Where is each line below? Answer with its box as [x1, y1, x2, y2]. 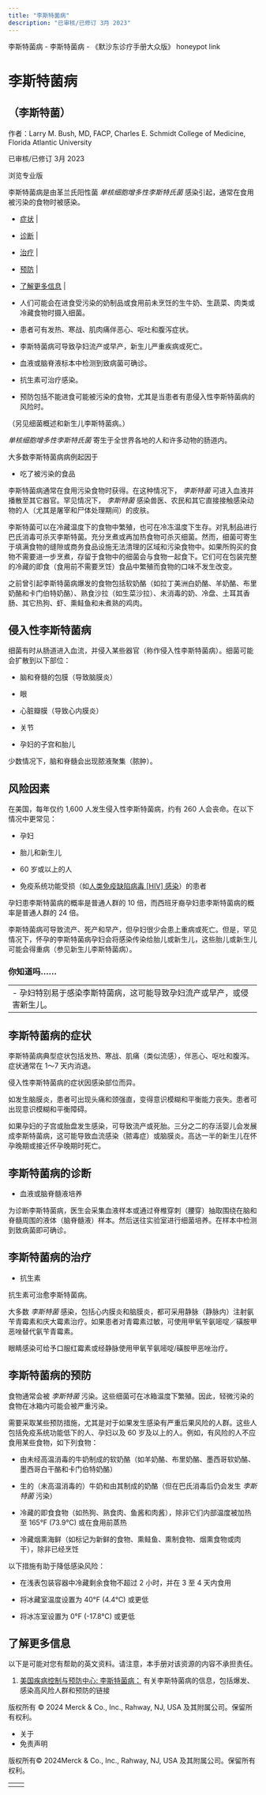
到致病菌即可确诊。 [8, 1225, 71, 1235]
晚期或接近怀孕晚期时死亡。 [14, 1141, 105, 1150]
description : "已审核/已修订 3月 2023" [8, 19, 131, 27]
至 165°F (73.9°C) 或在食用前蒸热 [19, 1518, 128, 1527]
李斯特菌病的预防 [8, 1368, 92, 1383]
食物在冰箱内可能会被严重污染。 [8, 1401, 112, 1410]
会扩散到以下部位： [8, 656, 71, 665]
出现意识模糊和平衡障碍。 [8, 1104, 92, 1114]
